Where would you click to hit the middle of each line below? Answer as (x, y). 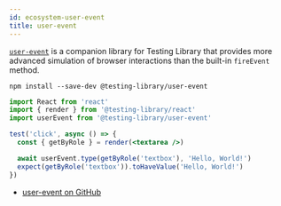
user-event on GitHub (62, 192)
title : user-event (43, 26)
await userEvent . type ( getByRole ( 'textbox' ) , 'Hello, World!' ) (134, 158)
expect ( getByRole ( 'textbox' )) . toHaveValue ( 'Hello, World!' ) (130, 166)
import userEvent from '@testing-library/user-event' (111, 118)
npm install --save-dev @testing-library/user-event (109, 86)
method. (24, 70)
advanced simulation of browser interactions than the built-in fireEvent (140, 60)
